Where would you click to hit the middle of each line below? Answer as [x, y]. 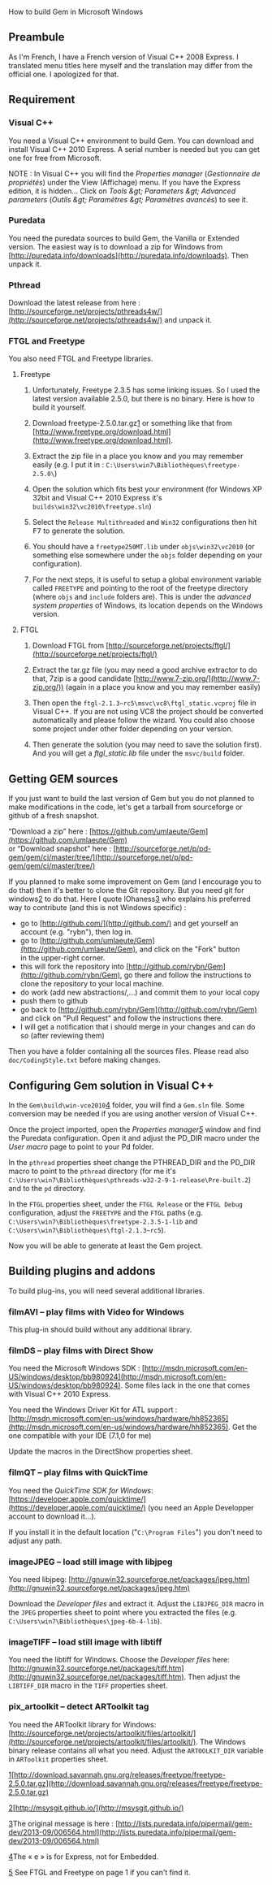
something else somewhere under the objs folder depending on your [147, 555]
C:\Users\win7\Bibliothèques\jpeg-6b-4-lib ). [85, 1621]
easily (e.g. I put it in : [68, 465]
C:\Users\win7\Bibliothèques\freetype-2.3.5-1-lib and [103, 1221]
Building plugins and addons [82, 1271]
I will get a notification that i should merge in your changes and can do [138, 1027]
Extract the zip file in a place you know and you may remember [138, 456]
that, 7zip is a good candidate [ [84, 678]
